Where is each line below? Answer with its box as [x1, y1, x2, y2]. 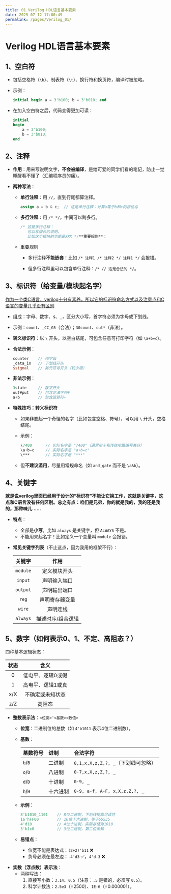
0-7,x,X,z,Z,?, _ [73, 769, 116, 775]
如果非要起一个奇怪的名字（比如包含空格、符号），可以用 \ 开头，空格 [20, 416, 166, 421]
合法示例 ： [12, 345, 36, 352]
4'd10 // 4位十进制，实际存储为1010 [20, 822, 113, 827]
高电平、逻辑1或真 [23, 681, 68, 688]
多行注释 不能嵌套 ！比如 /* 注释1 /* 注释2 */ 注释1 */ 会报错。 [27, 254, 159, 261]
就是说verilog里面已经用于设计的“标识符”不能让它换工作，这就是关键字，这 [5, 493, 164, 499]
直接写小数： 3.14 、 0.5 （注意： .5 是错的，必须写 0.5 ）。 [27, 877, 145, 883]
